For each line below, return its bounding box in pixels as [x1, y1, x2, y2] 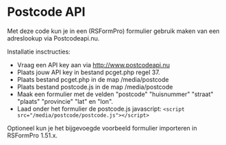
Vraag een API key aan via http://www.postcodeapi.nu [16, 60, 170, 69]
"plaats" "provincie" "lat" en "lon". [16, 97, 114, 105]
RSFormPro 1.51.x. [7, 131, 58, 140]
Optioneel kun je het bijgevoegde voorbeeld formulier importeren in [7, 124, 197, 132]
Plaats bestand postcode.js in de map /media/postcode [16, 82, 173, 91]
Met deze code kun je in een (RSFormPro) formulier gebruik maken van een [7, 27, 221, 35]
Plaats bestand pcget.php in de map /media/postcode [16, 75, 169, 83]
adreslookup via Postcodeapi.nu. [7, 34, 100, 42]
